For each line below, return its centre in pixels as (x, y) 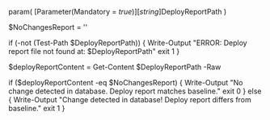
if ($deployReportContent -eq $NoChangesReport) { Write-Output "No (126, 83)
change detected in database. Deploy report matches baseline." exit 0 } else (135, 91)
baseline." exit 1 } (37, 108)
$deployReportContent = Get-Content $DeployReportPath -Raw (115, 67)
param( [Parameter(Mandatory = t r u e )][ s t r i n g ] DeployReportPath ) (118, 12)
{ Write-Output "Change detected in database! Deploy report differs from (130, 99)
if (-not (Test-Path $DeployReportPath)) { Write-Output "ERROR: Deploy (128, 43)
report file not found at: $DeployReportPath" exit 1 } (94, 51)
